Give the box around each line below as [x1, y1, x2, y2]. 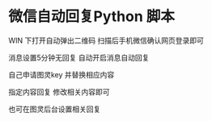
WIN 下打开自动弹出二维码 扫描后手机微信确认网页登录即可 [8, 35, 204, 45]
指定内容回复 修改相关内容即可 [8, 86, 110, 97]
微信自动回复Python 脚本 [8, 7, 176, 26]
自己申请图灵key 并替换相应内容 [8, 69, 115, 79]
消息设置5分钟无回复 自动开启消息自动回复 [8, 52, 150, 62]
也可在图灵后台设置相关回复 [8, 104, 101, 114]
